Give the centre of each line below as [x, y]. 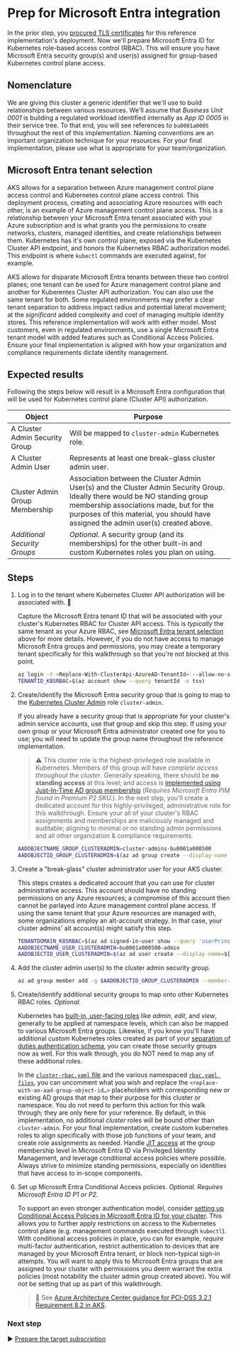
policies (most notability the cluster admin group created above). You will [124, 1276]
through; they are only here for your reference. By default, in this [112, 1113]
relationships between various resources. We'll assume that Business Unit [115, 110]
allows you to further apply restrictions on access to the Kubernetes [117, 1223]
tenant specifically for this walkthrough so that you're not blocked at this [123, 654]
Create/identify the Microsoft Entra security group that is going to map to [124, 694]
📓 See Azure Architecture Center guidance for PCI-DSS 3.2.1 [123, 1298]
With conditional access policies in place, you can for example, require [121, 1238]
